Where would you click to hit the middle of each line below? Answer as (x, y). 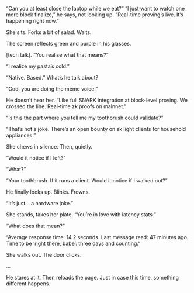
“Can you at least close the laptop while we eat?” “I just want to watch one (96, 8)
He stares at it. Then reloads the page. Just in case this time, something (93, 278)
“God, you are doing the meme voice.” (52, 89)
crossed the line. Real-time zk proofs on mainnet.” (66, 106)
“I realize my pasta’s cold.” (38, 66)
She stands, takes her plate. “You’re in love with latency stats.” (81, 215)
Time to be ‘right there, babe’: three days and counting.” (73, 243)
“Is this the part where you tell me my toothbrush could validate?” (85, 118)
